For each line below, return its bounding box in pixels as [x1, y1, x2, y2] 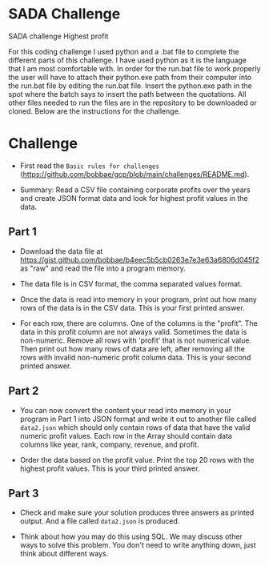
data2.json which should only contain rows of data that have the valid [19, 422, 251, 432]
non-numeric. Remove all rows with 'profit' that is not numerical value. [19, 335, 252, 345]
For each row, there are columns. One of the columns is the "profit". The [19, 318, 258, 328]
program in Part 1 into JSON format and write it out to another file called [19, 414, 257, 423]
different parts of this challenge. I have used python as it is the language [8, 55, 247, 65]
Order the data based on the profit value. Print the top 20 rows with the [19, 455, 255, 464]
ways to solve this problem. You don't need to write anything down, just [19, 540, 256, 550]
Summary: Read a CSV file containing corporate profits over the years [19, 185, 251, 195]
